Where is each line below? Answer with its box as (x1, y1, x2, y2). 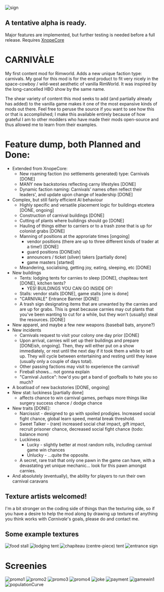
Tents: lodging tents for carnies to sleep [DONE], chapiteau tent (19, 275, 148, 281)
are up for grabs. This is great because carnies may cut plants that (19, 306, 154, 312)
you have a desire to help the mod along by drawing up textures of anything (5, 511, 158, 516)
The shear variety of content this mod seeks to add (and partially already (5, 96, 152, 102)
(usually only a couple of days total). (19, 358, 93, 364)
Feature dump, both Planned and (5, 139, 141, 150)
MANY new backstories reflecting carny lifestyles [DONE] (19, 181, 136, 187)
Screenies (5, 560, 47, 571)
